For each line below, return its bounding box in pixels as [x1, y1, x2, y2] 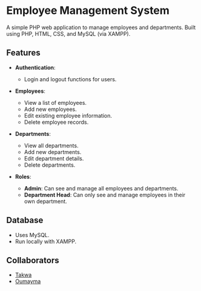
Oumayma [15, 278, 41, 285]
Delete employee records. [24, 118, 89, 125]
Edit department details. [24, 155, 84, 162]
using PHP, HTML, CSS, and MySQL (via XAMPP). [6, 30, 131, 37]
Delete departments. [24, 161, 76, 169]
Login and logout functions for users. [24, 75, 117, 82]
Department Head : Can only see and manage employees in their [24, 191, 186, 198]
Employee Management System [6, 4, 170, 18]
